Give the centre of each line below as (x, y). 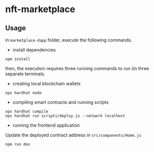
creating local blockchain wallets (46, 84)
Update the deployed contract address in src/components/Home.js (73, 135)
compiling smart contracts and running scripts (61, 102)
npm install (18, 59)
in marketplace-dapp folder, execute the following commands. (69, 40)
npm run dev (18, 144)
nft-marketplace (40, 9)
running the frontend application (46, 125)
